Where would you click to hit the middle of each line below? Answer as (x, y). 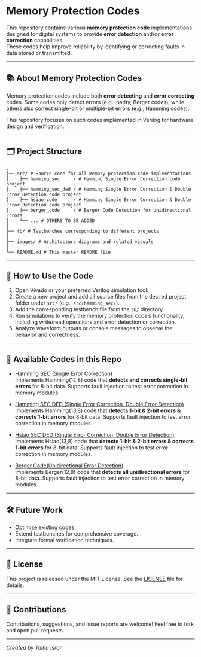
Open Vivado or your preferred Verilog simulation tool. (82, 290)
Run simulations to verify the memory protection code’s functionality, (100, 316)
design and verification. (35, 126)
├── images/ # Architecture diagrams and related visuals (80, 241)
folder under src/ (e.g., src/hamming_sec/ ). (67, 303)
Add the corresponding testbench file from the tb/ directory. (89, 309)
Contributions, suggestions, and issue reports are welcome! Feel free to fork (100, 624)
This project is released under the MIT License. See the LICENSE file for (95, 579)
